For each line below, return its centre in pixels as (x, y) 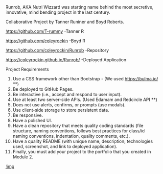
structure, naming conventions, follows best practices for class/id (79, 131)
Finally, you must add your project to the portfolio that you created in (82, 152)
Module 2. (23, 157)
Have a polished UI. (32, 120)
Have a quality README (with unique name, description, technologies (83, 141)
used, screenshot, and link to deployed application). (65, 146)
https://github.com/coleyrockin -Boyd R (46, 41)
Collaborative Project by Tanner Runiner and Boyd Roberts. (65, 22)
